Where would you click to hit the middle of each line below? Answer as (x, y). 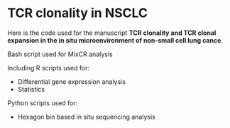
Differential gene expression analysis (72, 81)
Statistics (31, 89)
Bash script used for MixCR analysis (60, 54)
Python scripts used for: (43, 103)
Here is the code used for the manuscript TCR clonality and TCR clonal (112, 33)
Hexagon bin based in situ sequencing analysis (87, 117)
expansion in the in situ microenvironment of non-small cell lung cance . (115, 40)
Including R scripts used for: (49, 68)
